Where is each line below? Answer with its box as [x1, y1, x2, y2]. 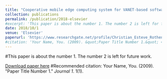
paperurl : [5, 35, 26, 40]
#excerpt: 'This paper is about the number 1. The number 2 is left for [5, 21, 159, 26]
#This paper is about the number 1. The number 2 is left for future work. [5, 53, 152, 59]
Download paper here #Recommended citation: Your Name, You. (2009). [5, 63, 154, 69]
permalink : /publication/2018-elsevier [5, 16, 88, 21]
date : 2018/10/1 [5, 26, 39, 31]
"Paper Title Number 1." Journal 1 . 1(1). [5, 68, 83, 74]
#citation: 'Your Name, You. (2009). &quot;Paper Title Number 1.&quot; [5, 40, 159, 45]
